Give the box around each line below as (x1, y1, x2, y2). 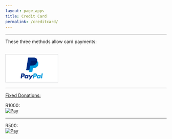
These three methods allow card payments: (5, 38, 97, 45)
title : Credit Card (5, 13, 47, 19)
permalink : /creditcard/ (5, 19, 58, 24)
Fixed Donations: (5, 92, 41, 98)
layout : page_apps (5, 8, 45, 13)
